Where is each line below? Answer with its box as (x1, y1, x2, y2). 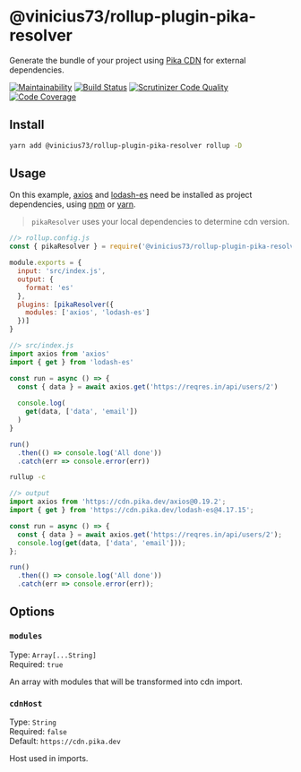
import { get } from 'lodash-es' (9, 357, 134, 366)
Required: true (9, 658, 64, 669)
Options (9, 605, 56, 620)
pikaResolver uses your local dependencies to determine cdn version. (30, 217, 289, 227)
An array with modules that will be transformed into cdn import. (9, 676, 244, 687)
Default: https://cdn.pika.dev (9, 736, 121, 747)
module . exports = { (9, 258, 82, 268)
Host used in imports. (9, 753, 89, 764)
